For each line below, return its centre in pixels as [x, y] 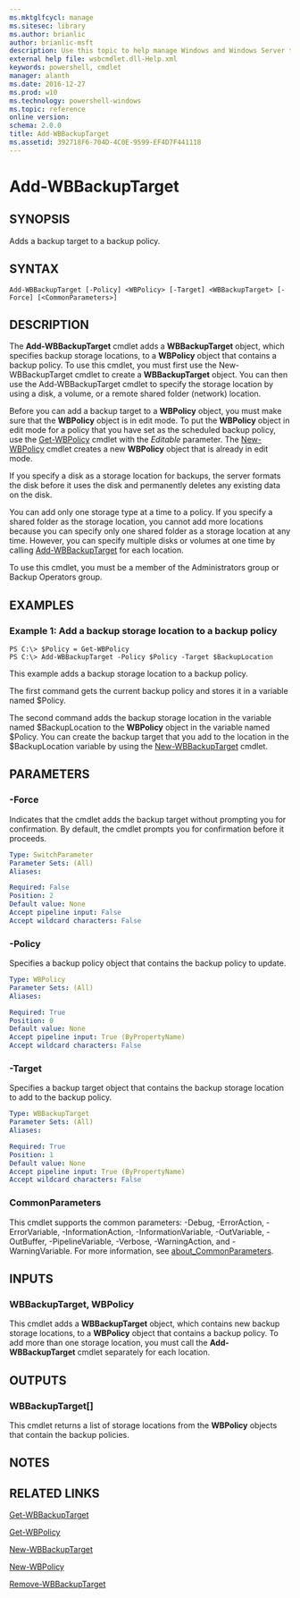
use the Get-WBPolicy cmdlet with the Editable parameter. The [124, 440]
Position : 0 [31, 1020]
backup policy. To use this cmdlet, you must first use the [113, 365]
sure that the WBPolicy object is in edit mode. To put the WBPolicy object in [150, 420]
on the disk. [31, 495]
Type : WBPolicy [37, 980]
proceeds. [28, 838]
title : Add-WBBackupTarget [59, 134]
